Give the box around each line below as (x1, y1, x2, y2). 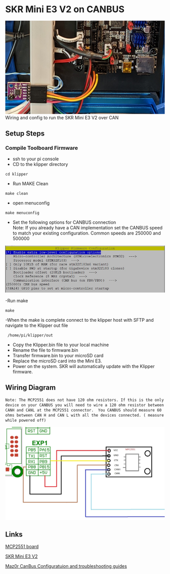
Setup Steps (5, 129, 45, 138)
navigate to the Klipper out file (5, 322, 68, 328)
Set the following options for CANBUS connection (12, 219, 116, 225)
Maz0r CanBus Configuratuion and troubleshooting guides (5, 563, 127, 569)
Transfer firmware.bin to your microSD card (12, 353, 104, 359)
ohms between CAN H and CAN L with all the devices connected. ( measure (5, 413, 164, 418)
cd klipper (5, 172, 28, 177)
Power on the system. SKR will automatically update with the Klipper (12, 363, 155, 369)
